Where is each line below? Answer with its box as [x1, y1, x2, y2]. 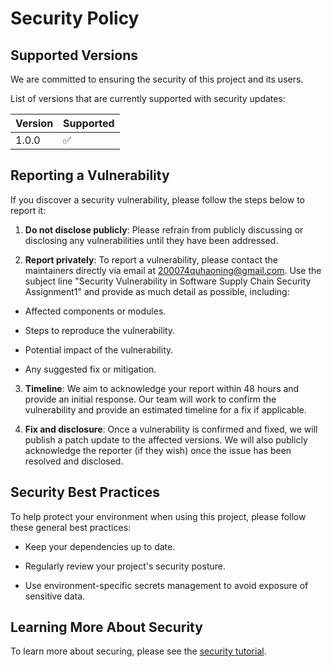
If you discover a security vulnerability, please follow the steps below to [10, 193, 305, 206]
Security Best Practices [10, 484, 161, 501]
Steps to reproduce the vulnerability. [24, 324, 176, 336]
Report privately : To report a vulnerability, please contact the [24, 253, 278, 266]
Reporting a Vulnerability [10, 167, 170, 184]
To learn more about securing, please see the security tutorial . [10, 645, 267, 657]
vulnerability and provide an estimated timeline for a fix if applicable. [24, 403, 307, 416]
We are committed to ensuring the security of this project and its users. [10, 73, 304, 85]
